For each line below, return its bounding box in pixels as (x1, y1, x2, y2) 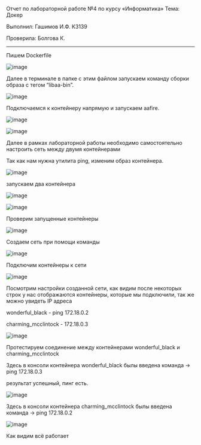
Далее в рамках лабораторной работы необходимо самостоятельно (6, 139, 182, 146)
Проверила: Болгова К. (6, 35, 66, 41)
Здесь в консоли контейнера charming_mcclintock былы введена (6, 403, 172, 410)
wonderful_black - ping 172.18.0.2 (6, 309, 89, 316)
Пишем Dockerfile (6, 52, 52, 59)
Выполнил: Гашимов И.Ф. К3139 (6, 23, 88, 30)
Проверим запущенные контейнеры (6, 215, 99, 222)
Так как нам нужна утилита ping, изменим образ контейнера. (6, 157, 164, 164)
